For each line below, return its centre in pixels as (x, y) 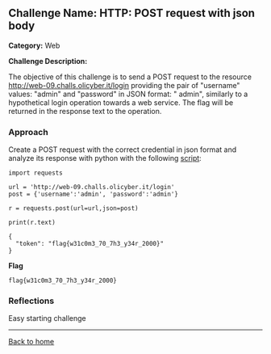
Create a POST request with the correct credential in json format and (122, 150)
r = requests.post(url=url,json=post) (73, 209)
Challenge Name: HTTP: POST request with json (132, 13)
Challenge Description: (48, 61)
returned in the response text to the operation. (85, 111)
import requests (35, 173)
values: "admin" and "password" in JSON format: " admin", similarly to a (128, 94)
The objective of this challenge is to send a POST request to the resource (130, 77)
